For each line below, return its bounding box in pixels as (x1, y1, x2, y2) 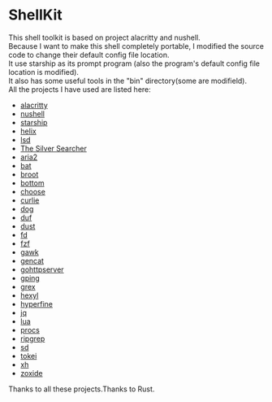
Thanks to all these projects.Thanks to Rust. (8, 384, 155, 394)
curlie (19, 195, 40, 205)
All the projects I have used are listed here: (8, 84, 152, 94)
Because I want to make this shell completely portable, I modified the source (8, 41, 264, 50)
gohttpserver (19, 264, 64, 274)
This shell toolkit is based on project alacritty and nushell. (8, 33, 201, 42)
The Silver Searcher (19, 143, 87, 153)
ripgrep (19, 334, 45, 343)
